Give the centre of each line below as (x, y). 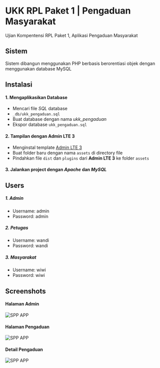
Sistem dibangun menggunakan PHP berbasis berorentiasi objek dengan (80, 63)
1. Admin (14, 198)
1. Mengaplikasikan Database (36, 97)
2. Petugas (17, 228)
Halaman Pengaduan (27, 327)
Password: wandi (30, 246)
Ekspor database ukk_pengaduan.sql (50, 125)
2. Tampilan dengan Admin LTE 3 (40, 136)
